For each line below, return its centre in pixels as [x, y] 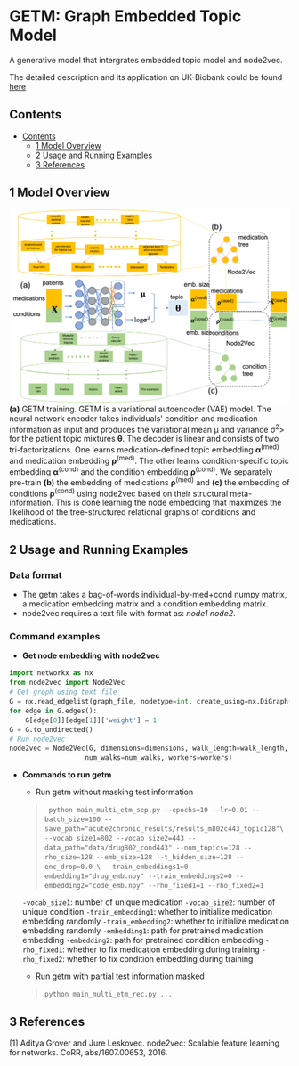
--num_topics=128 [208, 848]
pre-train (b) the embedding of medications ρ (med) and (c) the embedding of [149, 481]
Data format [36, 574]
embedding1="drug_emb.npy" [94, 876]
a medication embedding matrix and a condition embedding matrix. [145, 604]
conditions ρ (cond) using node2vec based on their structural [119, 492]
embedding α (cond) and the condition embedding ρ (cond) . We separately [141, 471]
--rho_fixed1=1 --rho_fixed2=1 [206, 886]
